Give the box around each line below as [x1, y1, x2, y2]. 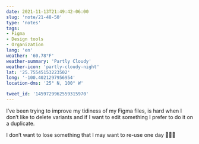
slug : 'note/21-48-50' [6, 14, 62, 20]
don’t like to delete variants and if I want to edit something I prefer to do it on [6, 113, 194, 120]
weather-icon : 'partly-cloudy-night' [6, 63, 100, 70]
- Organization [6, 42, 44, 48]
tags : [6, 25, 20, 31]
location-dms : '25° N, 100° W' [6, 81, 84, 87]
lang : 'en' [6, 47, 33, 53]
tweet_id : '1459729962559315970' [6, 91, 89, 97]
